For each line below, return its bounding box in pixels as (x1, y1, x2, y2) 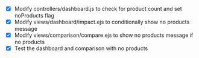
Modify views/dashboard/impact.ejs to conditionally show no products (14, 18, 190, 26)
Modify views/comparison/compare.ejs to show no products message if (14, 31, 194, 39)
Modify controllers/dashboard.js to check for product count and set (14, 5, 182, 12)
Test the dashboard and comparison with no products (14, 45, 148, 52)
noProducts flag (14, 12, 55, 19)
